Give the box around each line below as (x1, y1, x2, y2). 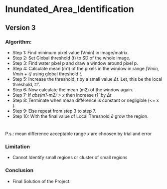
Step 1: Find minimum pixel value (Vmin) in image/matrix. (12, 49, 129, 55)
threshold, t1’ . (12, 81, 41, 87)
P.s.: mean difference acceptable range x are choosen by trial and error (5, 131, 152, 137)
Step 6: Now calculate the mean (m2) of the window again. (12, 86, 134, 93)
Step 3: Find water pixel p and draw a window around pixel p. (12, 60, 138, 66)
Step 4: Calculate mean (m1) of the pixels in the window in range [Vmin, (12, 65, 160, 71)
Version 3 (5, 23, 36, 32)
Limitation (5, 143, 30, 150)
